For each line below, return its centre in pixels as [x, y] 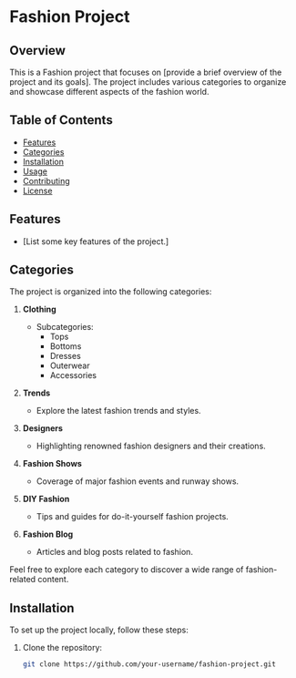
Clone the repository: [62, 648]
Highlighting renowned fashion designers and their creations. [151, 446]
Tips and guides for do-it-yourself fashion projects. [133, 517]
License [37, 190]
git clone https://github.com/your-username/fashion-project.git [149, 664]
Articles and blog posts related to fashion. [115, 552]
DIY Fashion [46, 499]
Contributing [46, 180]
